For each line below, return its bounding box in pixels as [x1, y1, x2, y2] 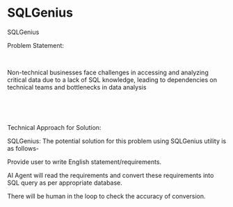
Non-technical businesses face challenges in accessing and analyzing [7, 68, 209, 76]
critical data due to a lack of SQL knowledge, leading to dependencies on [7, 75, 218, 84]
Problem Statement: [7, 41, 65, 49]
